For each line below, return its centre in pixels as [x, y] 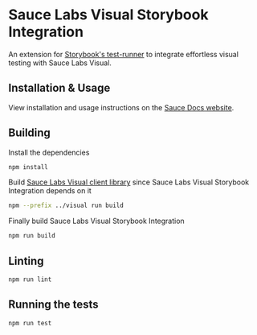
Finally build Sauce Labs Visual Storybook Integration [96, 221]
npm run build [32, 236]
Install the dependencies [49, 152]
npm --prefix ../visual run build [66, 206]
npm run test [30, 323]
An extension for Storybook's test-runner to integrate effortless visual [124, 54]
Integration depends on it [50, 191]
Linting [26, 261]
